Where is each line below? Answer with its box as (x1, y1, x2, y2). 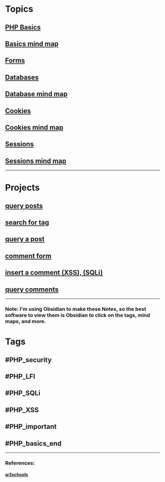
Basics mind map (5, 39, 59, 48)
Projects (5, 182, 40, 193)
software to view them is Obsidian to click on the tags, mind (5, 312, 150, 318)
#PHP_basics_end (5, 439, 62, 448)
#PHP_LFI (5, 372, 35, 381)
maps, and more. (5, 318, 47, 325)
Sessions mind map (5, 156, 66, 165)
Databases (5, 73, 39, 82)
